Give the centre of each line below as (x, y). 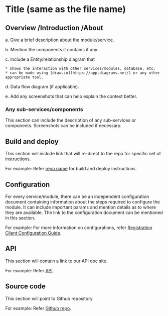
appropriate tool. (24, 77)
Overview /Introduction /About (54, 28)
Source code (26, 287)
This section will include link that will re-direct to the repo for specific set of (83, 154)
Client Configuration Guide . (33, 233)
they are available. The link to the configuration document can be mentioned (84, 213)
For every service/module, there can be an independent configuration (77, 196)
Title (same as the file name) (66, 9)
